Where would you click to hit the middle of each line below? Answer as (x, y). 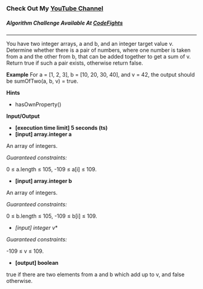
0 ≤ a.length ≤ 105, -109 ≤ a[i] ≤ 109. (51, 169)
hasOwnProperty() (38, 104)
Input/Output (23, 116)
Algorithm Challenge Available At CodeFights (65, 23)
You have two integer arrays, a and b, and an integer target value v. (90, 43)
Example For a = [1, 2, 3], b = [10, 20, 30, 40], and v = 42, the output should (101, 74)
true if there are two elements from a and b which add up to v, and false (95, 274)
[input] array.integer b (43, 181)
